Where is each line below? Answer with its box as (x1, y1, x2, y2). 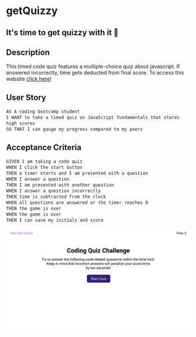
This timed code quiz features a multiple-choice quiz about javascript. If (6, 63, 180, 70)
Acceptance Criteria (6, 142, 82, 152)
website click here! (6, 75, 52, 83)
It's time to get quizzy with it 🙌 (6, 28, 119, 38)
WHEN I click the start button (6, 164, 83, 171)
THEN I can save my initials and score (6, 217, 104, 224)
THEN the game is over (6, 205, 62, 212)
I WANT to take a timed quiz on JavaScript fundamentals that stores (6, 114, 180, 121)
